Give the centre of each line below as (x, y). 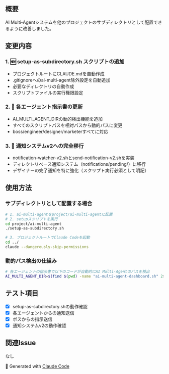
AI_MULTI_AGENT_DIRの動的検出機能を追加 (58, 119)
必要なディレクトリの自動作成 (43, 86)
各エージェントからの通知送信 (43, 313)
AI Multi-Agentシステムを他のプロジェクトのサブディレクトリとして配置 (79, 22)
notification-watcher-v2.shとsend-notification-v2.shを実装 (73, 158)
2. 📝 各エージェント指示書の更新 (44, 107)
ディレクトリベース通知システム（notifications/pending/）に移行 (79, 164)
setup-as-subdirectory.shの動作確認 (50, 306)
